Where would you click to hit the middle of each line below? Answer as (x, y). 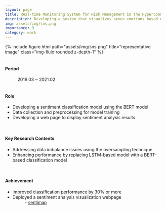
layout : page (19, 10)
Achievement (19, 181)
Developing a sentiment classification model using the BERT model (80, 107)
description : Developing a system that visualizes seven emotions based (82, 19)
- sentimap (36, 202)
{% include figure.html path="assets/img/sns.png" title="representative (78, 47)
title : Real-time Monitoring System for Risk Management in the (73, 14)
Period (12, 68)
